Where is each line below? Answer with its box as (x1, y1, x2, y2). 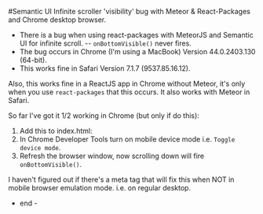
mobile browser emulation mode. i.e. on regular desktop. (8, 183, 191, 192)
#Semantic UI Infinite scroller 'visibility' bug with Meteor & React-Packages (8, 7, 251, 16)
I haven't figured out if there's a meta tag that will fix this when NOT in (8, 175, 235, 184)
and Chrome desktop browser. (8, 15, 107, 24)
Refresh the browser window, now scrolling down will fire (19, 151, 205, 160)
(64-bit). (19, 55, 47, 65)
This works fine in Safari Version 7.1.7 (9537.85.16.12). (19, 64, 191, 73)
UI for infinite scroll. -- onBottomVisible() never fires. (19, 39, 192, 48)
